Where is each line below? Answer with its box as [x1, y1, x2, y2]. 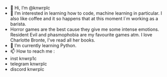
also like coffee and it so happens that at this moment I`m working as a [10, 16, 158, 21]
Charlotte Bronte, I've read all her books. [10, 37, 96, 43]
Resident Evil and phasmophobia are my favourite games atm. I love [10, 32, 153, 37]
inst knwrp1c [10, 56, 37, 61]
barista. [10, 21, 26, 27]
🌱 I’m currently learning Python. [10, 43, 77, 48]
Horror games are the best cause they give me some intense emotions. [10, 26, 159, 32]
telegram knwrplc [10, 61, 47, 67]
